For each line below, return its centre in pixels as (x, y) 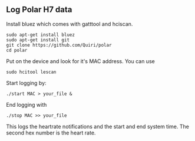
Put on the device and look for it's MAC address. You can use (80, 61)
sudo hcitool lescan (32, 72)
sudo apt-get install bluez (41, 35)
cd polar (17, 50)
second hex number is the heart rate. (51, 133)
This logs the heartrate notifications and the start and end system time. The (98, 126)
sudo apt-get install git (38, 40)
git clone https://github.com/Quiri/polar (59, 45)
